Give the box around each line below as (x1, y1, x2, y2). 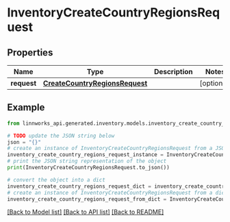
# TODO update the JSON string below (7, 132, 115, 139)
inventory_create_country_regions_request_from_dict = (7, 195, 167, 203)
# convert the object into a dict (7, 176, 106, 183)
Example (7, 101, 45, 114)
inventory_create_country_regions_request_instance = (7, 151, 164, 158)
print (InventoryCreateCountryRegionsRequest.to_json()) (7, 164, 170, 171)
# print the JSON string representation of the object (7, 158, 167, 165)
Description (153, 67, 193, 76)
